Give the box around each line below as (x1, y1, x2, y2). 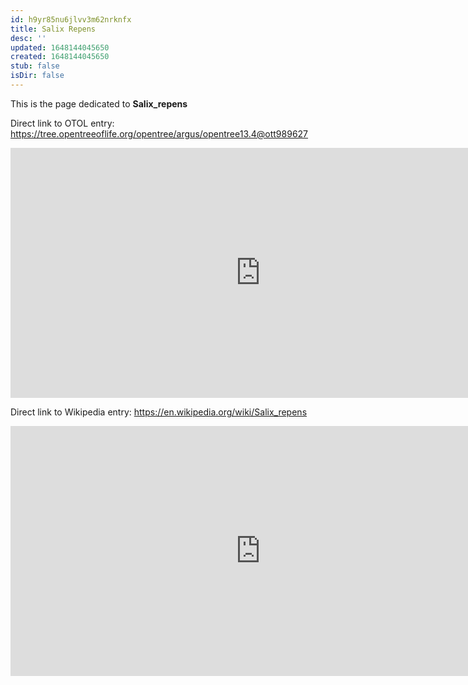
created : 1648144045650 (10, 52, 110, 62)
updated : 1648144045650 (10, 42, 110, 53)
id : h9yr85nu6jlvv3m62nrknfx (10, 14, 132, 25)
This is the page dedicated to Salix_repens (10, 97, 188, 110)
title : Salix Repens (10, 24, 97, 34)
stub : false (10, 61, 60, 71)
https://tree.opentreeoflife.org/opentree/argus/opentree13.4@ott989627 (10, 127, 309, 140)
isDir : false (10, 71, 65, 81)
